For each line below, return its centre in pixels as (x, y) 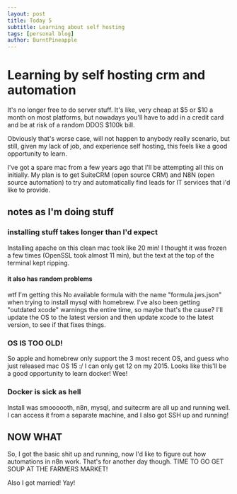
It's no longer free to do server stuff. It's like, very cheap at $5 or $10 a (110, 110)
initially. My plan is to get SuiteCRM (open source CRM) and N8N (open (111, 175)
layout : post (27, 14)
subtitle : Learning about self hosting (66, 27)
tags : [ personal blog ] (41, 34)
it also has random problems (50, 279)
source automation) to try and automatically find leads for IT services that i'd (119, 183)
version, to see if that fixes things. (57, 324)
